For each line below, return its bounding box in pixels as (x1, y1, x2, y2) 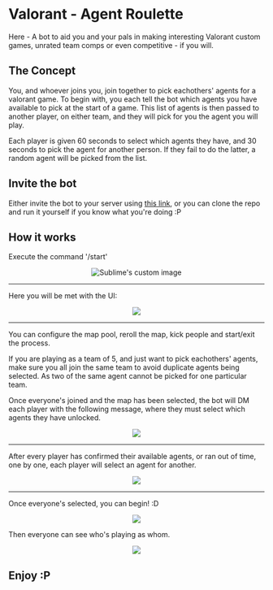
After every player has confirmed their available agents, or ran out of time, (8, 452, 257, 462)
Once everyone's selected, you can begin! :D (8, 499, 159, 509)
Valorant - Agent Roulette (8, 5, 184, 24)
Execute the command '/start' (8, 252, 108, 262)
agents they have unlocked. (8, 413, 102, 423)
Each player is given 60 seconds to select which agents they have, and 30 (8, 136, 258, 145)
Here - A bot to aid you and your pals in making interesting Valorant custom (8, 32, 261, 41)
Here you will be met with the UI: (8, 291, 118, 301)
